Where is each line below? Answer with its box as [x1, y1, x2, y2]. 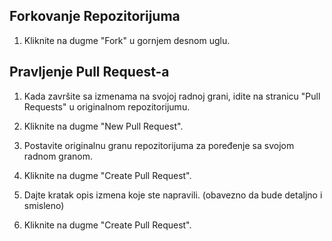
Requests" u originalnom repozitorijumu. [23, 100, 191, 113]
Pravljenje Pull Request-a [9, 64, 170, 81]
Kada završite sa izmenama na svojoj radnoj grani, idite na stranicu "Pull [23, 90, 321, 102]
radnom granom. [23, 150, 94, 162]
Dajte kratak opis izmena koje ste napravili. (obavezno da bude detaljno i [23, 189, 323, 201]
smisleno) [23, 199, 65, 211]
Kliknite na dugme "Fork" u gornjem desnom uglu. [23, 34, 231, 46]
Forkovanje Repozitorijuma [9, 8, 181, 25]
